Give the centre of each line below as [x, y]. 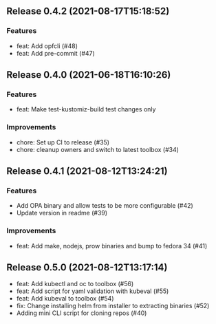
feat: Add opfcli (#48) [47, 46]
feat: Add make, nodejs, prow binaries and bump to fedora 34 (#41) [112, 246]
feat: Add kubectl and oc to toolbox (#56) [75, 284]
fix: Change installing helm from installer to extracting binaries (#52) [113, 306]
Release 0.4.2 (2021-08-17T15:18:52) [88, 11]
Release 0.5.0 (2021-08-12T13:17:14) [87, 268]
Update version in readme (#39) [62, 213]
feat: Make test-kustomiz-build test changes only [86, 109]
